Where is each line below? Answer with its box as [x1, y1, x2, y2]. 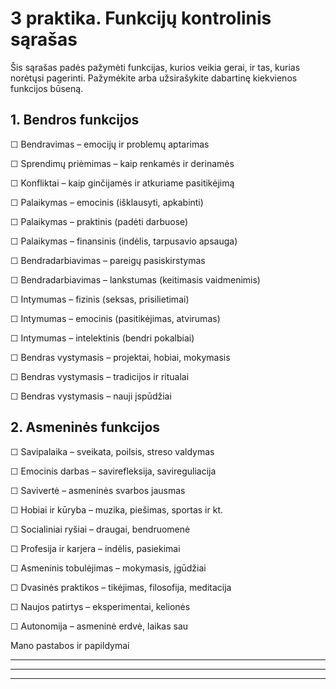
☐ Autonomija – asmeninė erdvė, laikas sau [10, 620, 189, 632]
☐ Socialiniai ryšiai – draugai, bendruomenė [10, 523, 191, 535]
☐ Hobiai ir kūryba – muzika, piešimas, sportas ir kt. [10, 503, 224, 516]
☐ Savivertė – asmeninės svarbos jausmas [10, 484, 186, 496]
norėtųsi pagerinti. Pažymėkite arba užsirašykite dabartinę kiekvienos [10, 72, 298, 84]
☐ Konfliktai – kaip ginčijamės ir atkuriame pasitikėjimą [10, 177, 235, 189]
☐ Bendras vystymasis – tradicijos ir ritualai [10, 370, 190, 382]
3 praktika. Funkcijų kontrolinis [10, 7, 272, 30]
